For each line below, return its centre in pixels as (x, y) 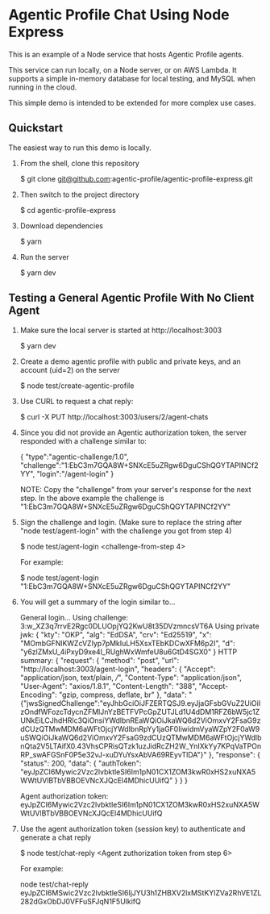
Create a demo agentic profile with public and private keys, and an (131, 361)
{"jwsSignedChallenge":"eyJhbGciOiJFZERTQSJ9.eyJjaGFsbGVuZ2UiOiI (140, 703)
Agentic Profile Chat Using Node (119, 15)
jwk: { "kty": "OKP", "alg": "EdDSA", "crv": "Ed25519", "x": (116, 634)
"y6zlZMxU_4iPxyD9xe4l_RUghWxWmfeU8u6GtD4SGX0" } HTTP (129, 652)
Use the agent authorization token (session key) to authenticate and (133, 828)
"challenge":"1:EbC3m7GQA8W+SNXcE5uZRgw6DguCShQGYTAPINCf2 (139, 465)
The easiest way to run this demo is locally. (80, 148)
